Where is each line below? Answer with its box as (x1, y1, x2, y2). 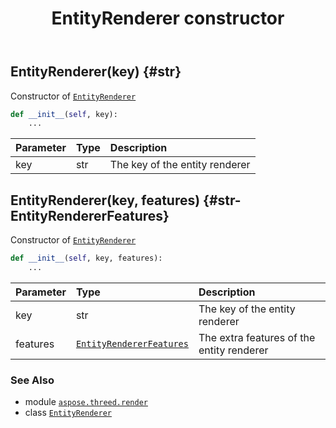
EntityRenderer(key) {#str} (10, 63, 182, 81)
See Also (10, 373, 55, 387)
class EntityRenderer (24, 407, 112, 419)
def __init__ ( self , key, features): (10, 253, 163, 264)
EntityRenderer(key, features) (10, 192, 201, 209)
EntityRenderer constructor (51, 7, 285, 30)
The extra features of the (198, 330, 316, 344)
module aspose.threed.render (24, 396, 148, 408)
